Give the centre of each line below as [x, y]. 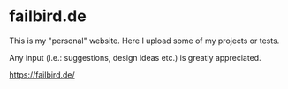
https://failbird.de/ [42, 74]
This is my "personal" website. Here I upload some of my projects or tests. [144, 41]
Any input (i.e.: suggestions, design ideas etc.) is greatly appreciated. [136, 57]
